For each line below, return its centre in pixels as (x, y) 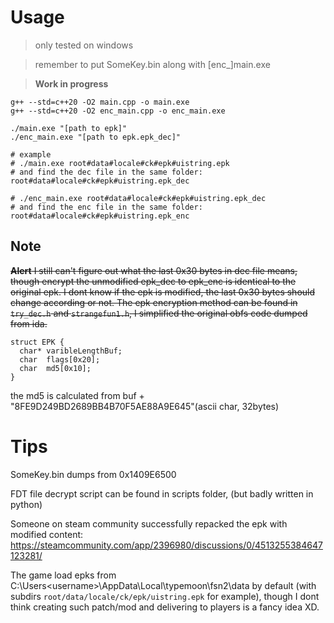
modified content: (47, 534)
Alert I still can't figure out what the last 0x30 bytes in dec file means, (154, 270)
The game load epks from (63, 575)
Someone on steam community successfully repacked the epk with (149, 523)
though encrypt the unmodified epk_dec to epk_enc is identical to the (153, 281)
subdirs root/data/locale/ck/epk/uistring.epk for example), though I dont (165, 596)
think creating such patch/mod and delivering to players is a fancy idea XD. (165, 607)
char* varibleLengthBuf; (71, 351)
